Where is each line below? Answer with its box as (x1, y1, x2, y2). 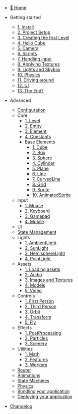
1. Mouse (24, 203, 43, 208)
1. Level (24, 118, 41, 123)
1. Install (17, 24, 34, 30)
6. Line (32, 171, 46, 177)
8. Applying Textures (17, 61, 60, 67)
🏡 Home (9, 5, 27, 10)
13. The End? (17, 88, 44, 93)
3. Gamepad (24, 213, 50, 219)
